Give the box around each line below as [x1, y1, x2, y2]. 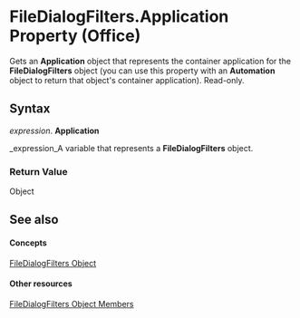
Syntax [9, 101, 51, 117]
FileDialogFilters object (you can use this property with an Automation [9, 65, 276, 76]
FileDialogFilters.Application [9, 6, 229, 27]
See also [9, 212, 59, 227]
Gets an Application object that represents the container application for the [9, 55, 292, 66]
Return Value [9, 165, 68, 178]
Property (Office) [9, 25, 141, 46]
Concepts [9, 237, 47, 248]
